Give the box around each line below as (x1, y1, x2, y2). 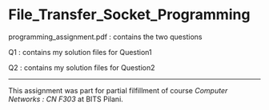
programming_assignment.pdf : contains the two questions (8, 32, 203, 41)
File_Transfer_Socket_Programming (8, 6, 251, 24)
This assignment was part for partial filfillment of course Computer (8, 85, 228, 95)
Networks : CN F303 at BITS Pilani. (8, 94, 124, 104)
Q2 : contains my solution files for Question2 (8, 62, 155, 73)
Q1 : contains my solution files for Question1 (8, 47, 152, 57)
